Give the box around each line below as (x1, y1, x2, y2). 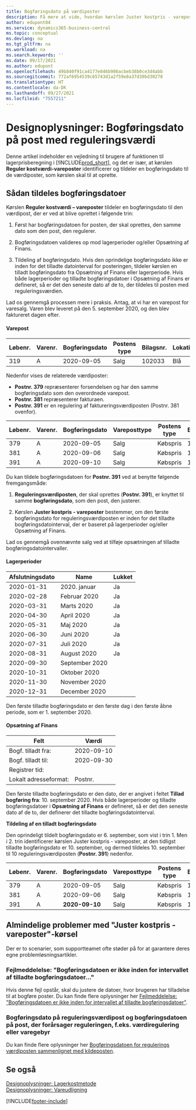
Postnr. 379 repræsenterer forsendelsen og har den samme (14, 383, 159, 390)
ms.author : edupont (6, 63, 54, 69)
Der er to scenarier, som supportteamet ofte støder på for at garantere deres (6, 945, 190, 952)
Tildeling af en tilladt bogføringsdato (6, 820, 97, 827)
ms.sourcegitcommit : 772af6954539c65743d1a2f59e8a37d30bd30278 (6, 74, 163, 80)
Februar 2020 (60, 592, 99, 600)
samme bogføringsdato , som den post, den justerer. (14, 497, 141, 504)
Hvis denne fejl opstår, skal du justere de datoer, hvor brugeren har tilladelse (6, 986, 190, 993)
